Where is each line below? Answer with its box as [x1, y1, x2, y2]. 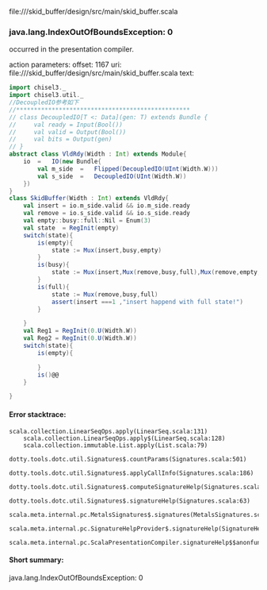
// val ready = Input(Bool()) [9, 121, 124, 129]
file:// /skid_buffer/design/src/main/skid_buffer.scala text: [9, 68, 195, 78]
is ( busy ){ [37, 261, 70, 269]
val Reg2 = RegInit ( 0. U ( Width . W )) [23, 334, 137, 342]
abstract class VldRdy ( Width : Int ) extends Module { [9, 150, 187, 158]
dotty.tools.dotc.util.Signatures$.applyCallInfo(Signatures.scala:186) [9, 469, 254, 477]
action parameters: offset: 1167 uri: [9, 60, 122, 70]
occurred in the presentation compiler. [9, 44, 134, 54]
